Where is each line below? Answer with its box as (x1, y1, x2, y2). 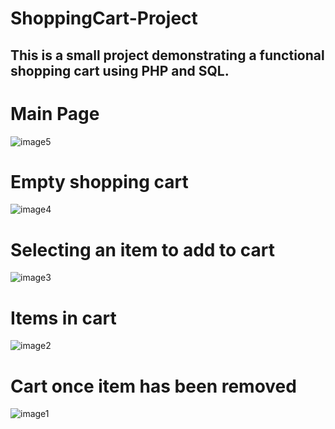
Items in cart (10, 307, 117, 329)
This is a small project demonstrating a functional (10, 47, 325, 64)
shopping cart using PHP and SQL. (10, 62, 230, 79)
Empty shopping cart (10, 170, 189, 193)
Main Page (10, 102, 100, 125)
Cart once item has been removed (10, 375, 297, 397)
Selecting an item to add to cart (10, 238, 276, 261)
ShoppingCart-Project (10, 7, 198, 30)
